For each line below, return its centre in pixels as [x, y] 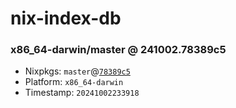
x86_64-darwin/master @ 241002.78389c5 [118, 50]
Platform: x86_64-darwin [74, 82]
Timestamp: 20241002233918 [82, 93]
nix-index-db [66, 18]
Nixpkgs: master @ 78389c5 [77, 71]
